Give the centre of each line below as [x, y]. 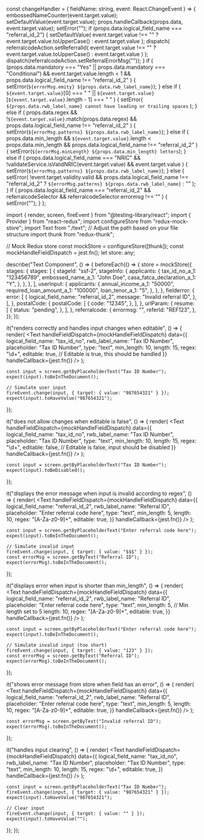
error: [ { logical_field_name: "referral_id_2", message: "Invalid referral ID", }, [102, 297]
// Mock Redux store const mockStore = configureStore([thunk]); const [95, 246]
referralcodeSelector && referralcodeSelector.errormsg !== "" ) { [87, 197]
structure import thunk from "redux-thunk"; [60, 234]
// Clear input [25, 808]
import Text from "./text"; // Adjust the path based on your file [101, 228]
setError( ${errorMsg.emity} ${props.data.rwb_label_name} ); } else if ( [93, 87]
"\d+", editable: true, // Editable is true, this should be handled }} [87, 354]
